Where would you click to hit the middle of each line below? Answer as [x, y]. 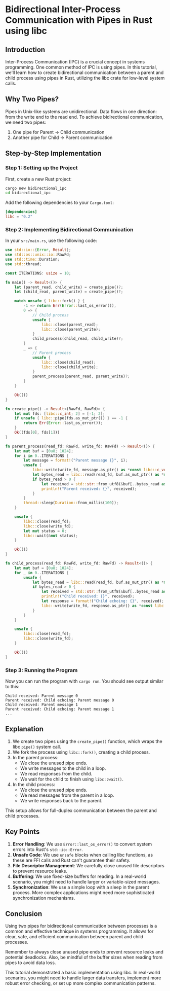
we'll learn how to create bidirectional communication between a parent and [84, 73]
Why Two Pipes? [32, 99]
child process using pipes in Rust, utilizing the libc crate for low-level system [85, 78]
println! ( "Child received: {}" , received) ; [88, 596]
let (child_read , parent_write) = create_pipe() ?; [69, 292]
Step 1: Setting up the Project [41, 168]
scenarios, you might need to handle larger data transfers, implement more [83, 978]
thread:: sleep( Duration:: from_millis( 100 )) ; [71, 503]
